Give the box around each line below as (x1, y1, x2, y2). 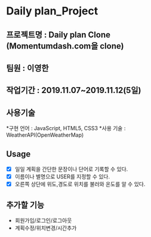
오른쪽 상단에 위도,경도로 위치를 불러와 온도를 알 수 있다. (14, 181, 146, 188)
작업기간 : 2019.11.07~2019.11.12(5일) (6, 85, 141, 95)
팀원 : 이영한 (6, 63, 49, 73)
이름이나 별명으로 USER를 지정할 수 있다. (14, 173, 110, 181)
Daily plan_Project (6, 4, 98, 18)
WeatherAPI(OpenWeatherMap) (6, 131, 84, 139)
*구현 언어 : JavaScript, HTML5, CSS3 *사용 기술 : (6, 125, 126, 132)
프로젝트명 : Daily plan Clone (6, 29, 110, 40)
